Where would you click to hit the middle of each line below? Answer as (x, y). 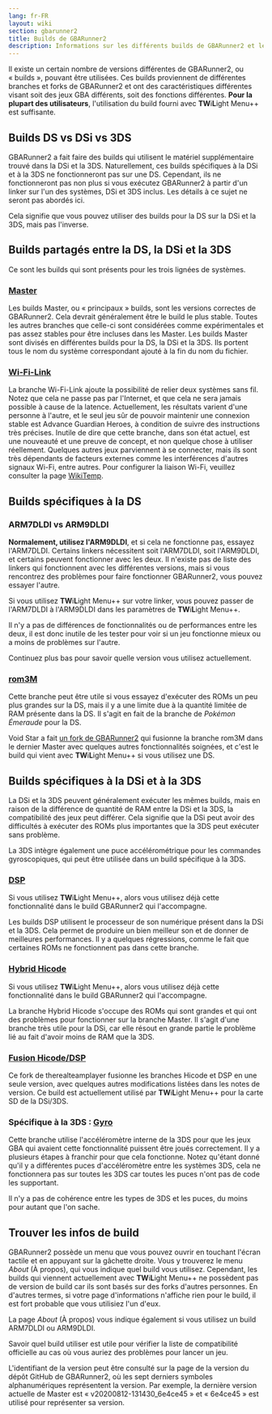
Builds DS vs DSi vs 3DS (70, 137)
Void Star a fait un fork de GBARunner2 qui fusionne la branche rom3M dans (136, 738)
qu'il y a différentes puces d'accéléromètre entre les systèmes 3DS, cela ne (135, 1166)
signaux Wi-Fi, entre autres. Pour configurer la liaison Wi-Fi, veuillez (122, 468)
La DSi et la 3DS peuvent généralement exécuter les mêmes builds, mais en (134, 801)
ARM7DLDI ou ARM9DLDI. (52, 1328)
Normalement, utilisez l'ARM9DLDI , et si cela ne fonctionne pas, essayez (132, 542)
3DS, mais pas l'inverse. (49, 224)
